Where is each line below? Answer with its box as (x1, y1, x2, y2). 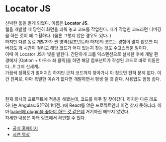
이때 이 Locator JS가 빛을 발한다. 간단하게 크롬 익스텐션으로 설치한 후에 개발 (5, 51, 153, 57)
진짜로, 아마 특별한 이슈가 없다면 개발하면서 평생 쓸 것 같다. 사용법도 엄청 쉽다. (10, 75, 162, 82)
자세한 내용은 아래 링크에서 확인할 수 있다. (5, 115, 86, 121)
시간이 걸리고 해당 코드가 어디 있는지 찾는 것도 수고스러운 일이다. (23, 45, 148, 51)
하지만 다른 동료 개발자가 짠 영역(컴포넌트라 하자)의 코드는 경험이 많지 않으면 (5, 38, 153, 45)
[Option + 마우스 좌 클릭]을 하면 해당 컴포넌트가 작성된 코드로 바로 (18, 57, 147, 63)
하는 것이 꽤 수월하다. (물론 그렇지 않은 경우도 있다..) (10, 32, 112, 38)
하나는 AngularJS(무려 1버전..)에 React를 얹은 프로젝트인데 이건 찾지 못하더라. (5, 102, 157, 108)
